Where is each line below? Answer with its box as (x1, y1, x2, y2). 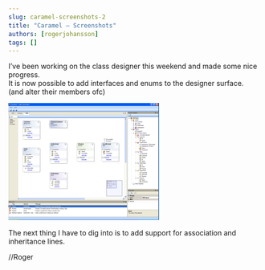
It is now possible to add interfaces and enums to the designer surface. (8, 79, 244, 88)
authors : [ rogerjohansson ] (8, 30, 99, 38)
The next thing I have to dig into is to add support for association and (8, 228, 237, 238)
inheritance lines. (8, 237, 66, 247)
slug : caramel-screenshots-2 (8, 13, 106, 21)
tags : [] (8, 39, 38, 47)
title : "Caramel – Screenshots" (8, 21, 116, 30)
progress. (8, 70, 40, 80)
